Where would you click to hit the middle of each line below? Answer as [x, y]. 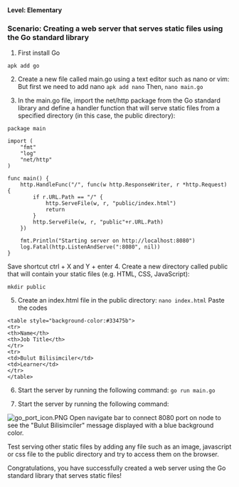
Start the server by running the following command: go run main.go [116, 390]
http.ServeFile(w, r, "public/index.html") [111, 203]
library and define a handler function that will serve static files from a [119, 108]
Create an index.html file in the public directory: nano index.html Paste [121, 300]
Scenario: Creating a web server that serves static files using [115, 28]
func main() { [28, 178]
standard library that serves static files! [65, 475]
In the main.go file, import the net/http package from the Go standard [119, 100]
